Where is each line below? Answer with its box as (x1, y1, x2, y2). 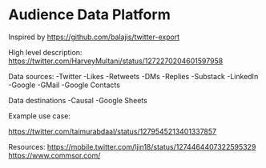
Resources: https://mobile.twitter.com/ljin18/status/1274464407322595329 (8, 142, 256, 151)
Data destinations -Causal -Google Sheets (8, 95, 148, 105)
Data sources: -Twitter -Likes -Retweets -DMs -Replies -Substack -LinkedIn (8, 71, 259, 81)
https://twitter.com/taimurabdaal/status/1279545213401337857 (8, 126, 217, 136)
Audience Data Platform (8, 6, 171, 24)
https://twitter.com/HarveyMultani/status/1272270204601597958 (8, 56, 224, 66)
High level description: (8, 47, 83, 57)
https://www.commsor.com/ (8, 150, 101, 160)
